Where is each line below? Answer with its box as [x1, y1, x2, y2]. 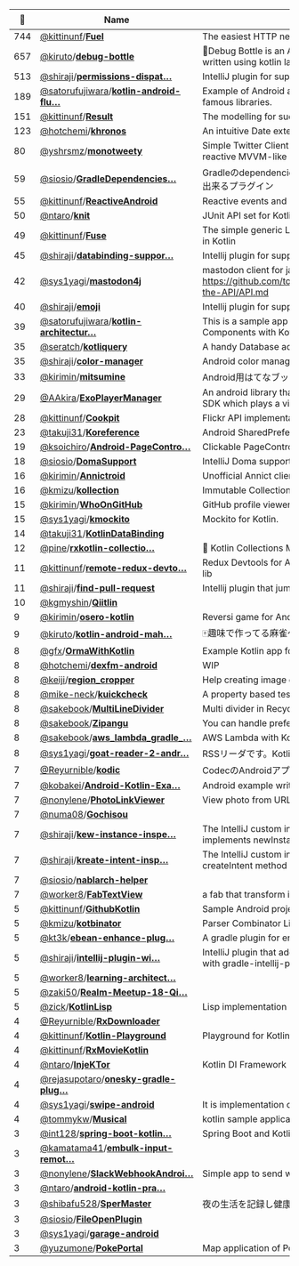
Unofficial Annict [202, 470, 272, 481]
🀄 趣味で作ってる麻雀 [202, 627, 287, 639]
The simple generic [202, 224, 283, 236]
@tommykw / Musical [39, 1113, 127, 1125]
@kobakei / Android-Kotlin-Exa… [39, 779, 181, 791]
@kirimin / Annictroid [39, 470, 126, 481]
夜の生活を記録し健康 [202, 1198, 292, 1210]
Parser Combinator [202, 917, 282, 929]
